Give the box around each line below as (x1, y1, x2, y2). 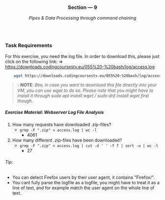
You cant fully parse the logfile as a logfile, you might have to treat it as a (12, 179, 160, 185)
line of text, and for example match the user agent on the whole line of (12, 185, 155, 191)
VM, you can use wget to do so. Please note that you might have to (17, 87, 154, 93)
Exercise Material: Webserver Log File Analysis (5, 110, 104, 115)
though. (17, 98, 33, 104)
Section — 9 (68, 4, 97, 11)
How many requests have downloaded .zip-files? (12, 122, 111, 128)
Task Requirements (5, 42, 53, 49)
